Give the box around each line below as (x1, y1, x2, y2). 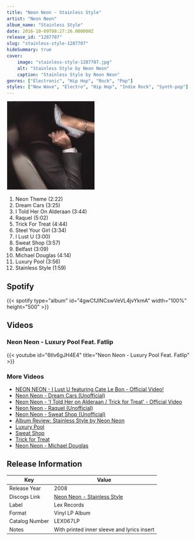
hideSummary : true (6, 47, 52, 53)
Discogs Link (9, 493, 41, 500)
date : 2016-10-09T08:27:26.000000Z (6, 28, 94, 34)
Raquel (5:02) (15, 214, 49, 221)
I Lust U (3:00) (15, 233, 51, 240)
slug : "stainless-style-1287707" (6, 41, 89, 47)
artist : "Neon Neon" (6, 15, 58, 22)
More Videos (6, 372, 45, 380)
